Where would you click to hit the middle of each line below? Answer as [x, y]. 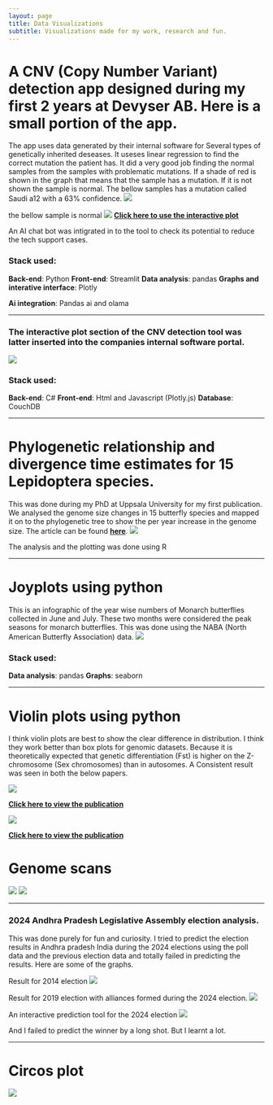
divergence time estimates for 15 [121, 464]
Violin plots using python [95, 716]
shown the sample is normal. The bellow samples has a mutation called [128, 189]
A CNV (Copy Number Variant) [113, 71]
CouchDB [24, 407]
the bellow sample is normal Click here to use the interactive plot [123, 216]
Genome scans [60, 868]
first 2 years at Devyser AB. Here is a [135, 106]
